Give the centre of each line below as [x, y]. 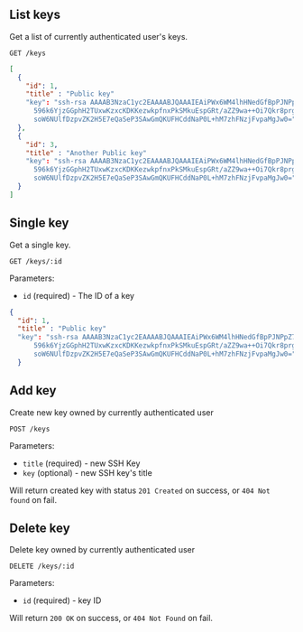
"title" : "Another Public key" [86, 153]
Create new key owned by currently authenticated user [111, 412]
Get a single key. [40, 245]
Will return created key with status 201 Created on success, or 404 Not [140, 490]
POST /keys [30, 429]
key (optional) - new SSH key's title [87, 472]
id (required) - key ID [62, 600]
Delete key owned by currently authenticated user [102, 550]
